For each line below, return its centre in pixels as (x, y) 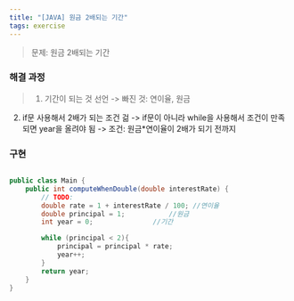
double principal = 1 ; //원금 (115, 214)
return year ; (65, 271)
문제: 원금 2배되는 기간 (70, 52)
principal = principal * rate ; (115, 247)
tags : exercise (37, 26)
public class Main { (48, 181)
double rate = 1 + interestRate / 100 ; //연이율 (131, 206)
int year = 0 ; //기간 (107, 222)
